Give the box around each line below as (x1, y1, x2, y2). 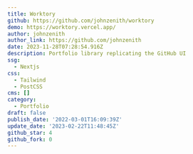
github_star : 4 (7, 129, 53, 136)
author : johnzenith (7, 30, 66, 38)
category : (7, 97, 37, 104)
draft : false (7, 109, 46, 116)
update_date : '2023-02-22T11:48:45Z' (7, 122, 120, 130)
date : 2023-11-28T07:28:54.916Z (7, 43, 103, 50)
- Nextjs (14, 63, 40, 70)
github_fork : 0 (7, 136, 53, 143)
